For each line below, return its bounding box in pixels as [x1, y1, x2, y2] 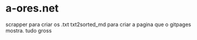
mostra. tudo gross [5, 27, 52, 34]
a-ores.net [5, 2, 59, 15]
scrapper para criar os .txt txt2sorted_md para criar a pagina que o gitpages [5, 21, 192, 28]
